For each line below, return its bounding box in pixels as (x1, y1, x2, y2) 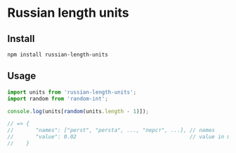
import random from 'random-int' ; (7, 95, 109, 102)
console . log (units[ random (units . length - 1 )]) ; (7, 108, 150, 115)
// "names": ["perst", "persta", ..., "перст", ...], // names (7, 127, 216, 134)
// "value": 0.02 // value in (7, 133, 225, 140)
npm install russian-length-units (7, 51, 109, 58)
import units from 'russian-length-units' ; (7, 89, 137, 96)
